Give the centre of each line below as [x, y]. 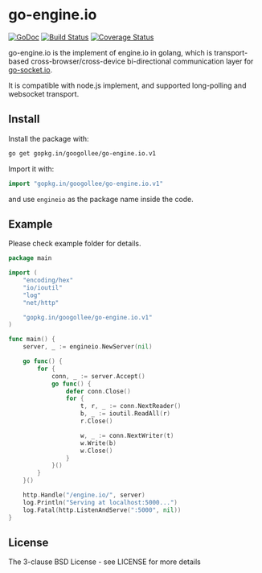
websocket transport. [44, 93]
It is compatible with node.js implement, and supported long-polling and [127, 85]
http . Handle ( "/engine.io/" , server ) [84, 495]
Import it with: [31, 169]
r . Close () [96, 421]
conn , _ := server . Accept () [98, 376]
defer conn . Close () [98, 391]
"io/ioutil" [43, 287]
